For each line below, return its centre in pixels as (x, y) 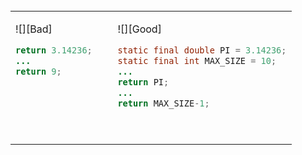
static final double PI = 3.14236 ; (202, 50)
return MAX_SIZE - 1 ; (163, 103)
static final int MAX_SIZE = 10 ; (197, 60)
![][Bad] (34, 29)
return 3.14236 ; (54, 50)
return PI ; (143, 82)
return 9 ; (38, 71)
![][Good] (139, 29)
